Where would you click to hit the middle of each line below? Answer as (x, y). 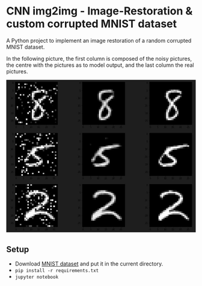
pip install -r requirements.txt (57, 271)
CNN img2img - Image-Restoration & (99, 11)
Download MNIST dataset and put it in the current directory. (89, 264)
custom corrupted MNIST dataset (92, 24)
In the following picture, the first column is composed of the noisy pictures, (99, 58)
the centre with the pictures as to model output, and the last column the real (100, 65)
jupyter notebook (37, 277)
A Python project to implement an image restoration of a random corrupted (99, 40)
